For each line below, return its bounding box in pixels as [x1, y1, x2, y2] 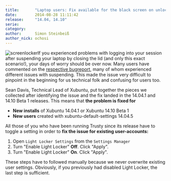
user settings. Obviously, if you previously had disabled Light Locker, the [5, 164, 158, 170]
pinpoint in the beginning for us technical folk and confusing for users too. [5, 77, 161, 83]
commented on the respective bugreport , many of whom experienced [5, 66, 152, 72]
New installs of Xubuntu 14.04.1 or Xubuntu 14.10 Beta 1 [12, 108, 129, 114]
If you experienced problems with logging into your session [37, 49, 162, 56]
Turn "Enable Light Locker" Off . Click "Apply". [12, 143, 109, 149]
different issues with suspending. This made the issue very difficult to [5, 71, 151, 77]
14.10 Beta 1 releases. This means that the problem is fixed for [5, 97, 136, 104]
